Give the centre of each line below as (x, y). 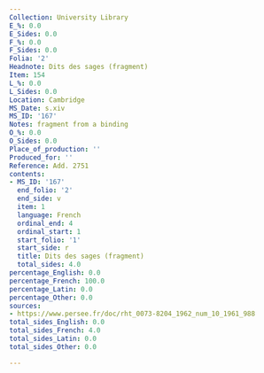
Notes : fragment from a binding (69, 125)
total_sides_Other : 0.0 (53, 346)
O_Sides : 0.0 (33, 141)
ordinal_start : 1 (49, 231)
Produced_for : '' (41, 157)
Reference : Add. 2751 (49, 166)
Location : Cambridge (47, 100)
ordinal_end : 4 (45, 223)
